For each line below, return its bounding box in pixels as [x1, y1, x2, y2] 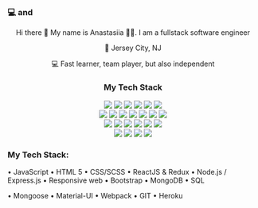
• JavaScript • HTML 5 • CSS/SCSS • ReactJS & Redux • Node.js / [7, 167, 228, 176]
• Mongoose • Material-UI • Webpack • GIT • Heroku [7, 191, 184, 200]
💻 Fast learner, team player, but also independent [51, 59, 215, 69]
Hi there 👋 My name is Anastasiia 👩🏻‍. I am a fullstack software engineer [15, 28, 251, 37]
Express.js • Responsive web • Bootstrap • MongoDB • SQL [7, 175, 205, 185]
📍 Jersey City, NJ [104, 43, 162, 53]
